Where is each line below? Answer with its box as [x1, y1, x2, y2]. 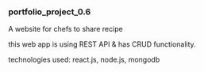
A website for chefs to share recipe [8, 25, 123, 34]
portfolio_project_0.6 [8, 6, 91, 17]
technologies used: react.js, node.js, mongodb [8, 55, 160, 65]
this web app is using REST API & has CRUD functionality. [8, 40, 196, 49]
